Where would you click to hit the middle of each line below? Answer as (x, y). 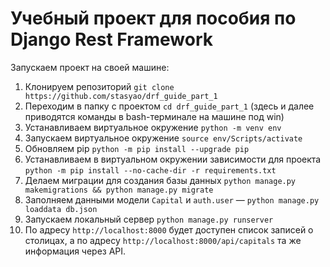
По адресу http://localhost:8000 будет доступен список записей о (169, 229)
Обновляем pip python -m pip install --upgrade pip (137, 148)
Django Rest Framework (111, 39)
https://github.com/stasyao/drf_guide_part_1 (121, 96)
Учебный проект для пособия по (153, 18)
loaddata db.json (61, 209)
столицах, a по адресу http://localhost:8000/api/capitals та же (163, 240)
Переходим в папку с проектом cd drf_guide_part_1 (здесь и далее (169, 106)
